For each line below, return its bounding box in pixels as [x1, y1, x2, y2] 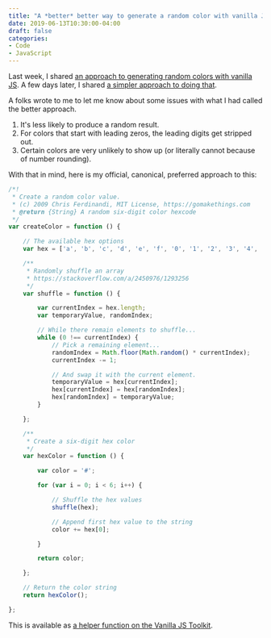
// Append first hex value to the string [51, 518, 194, 526]
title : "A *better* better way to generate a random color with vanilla [8, 11, 258, 20]
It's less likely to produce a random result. [19, 120, 160, 129]
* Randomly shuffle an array [26, 267, 125, 275]
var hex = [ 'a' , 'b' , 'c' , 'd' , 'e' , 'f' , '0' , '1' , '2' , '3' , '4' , [23, 245, 258, 253]
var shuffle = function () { [23, 290, 121, 298]
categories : [8, 34, 48, 43]
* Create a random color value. [11, 193, 121, 201]
